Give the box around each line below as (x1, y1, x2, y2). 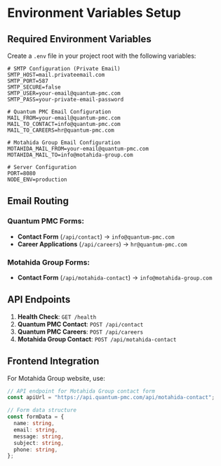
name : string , (13, 420, 55, 427)
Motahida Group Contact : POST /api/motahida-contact (17, 334, 177, 343)
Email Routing (7, 195, 69, 207)
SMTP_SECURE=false (7, 84, 61, 91)
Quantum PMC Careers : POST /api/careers (17, 327, 144, 336)
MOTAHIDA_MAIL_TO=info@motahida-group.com (7, 151, 133, 158)
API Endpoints (7, 294, 71, 306)
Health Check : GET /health (17, 312, 97, 321)
